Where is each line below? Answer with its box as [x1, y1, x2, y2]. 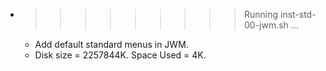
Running [243, 9, 279, 20]
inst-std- [279, 9, 317, 20]
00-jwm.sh [243, 19, 289, 31]
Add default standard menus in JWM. [34, 39, 189, 50]
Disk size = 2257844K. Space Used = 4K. [34, 49, 207, 61]
